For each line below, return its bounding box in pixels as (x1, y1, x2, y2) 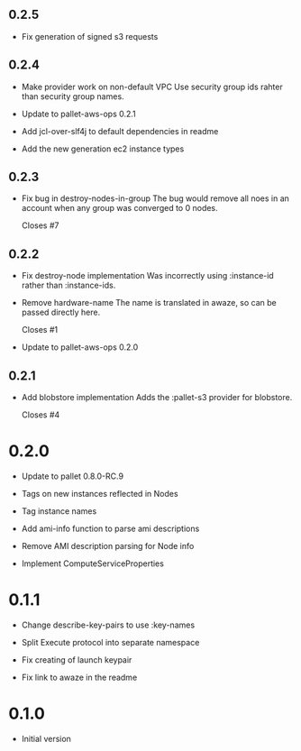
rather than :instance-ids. (21, 279, 116, 291)
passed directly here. (21, 307, 101, 318)
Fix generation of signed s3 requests (21, 31, 159, 41)
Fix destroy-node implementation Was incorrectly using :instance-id (21, 270, 274, 281)
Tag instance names (21, 506, 97, 517)
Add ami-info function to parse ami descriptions (21, 523, 200, 534)
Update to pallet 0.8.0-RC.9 (21, 471, 123, 481)
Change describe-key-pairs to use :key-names (21, 619, 196, 630)
